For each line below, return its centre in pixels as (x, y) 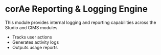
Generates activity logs (35, 42)
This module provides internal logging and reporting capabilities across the (81, 22)
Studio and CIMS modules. (32, 27)
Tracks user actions (32, 37)
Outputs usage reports (35, 47)
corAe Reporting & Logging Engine (76, 9)
